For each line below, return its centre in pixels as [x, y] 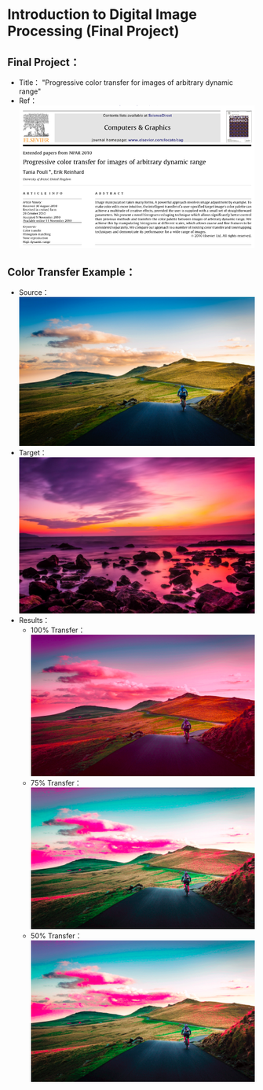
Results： [34, 620]
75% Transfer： [56, 783]
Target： [33, 453]
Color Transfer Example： [72, 272]
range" [30, 91]
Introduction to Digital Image [102, 15]
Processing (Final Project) [93, 31]
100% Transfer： [58, 630]
